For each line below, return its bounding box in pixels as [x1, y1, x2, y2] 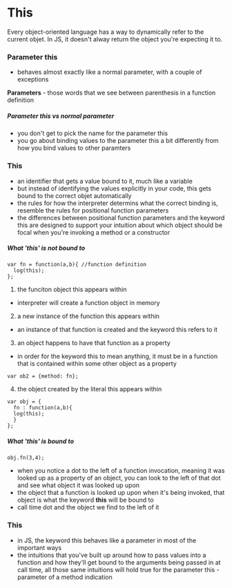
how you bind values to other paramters [17, 144, 131, 153]
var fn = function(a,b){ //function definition [7, 261, 147, 268]
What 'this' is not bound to [7, 244, 86, 253]
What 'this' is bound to [7, 437, 75, 446]
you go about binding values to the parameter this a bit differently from [17, 137, 219, 145]
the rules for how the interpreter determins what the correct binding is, [17, 199, 219, 207]
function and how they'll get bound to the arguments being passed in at [17, 558, 221, 567]
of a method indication [48, 573, 113, 581]
